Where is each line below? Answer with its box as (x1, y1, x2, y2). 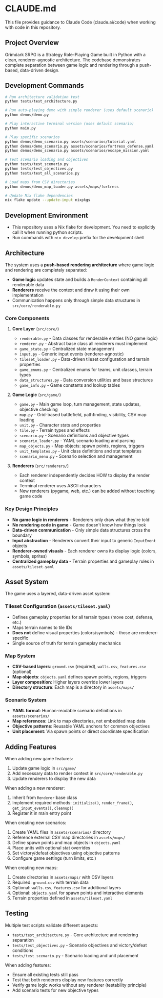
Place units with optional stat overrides (12, 845, 90, 851)
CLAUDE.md (5, 3, 57, 14)
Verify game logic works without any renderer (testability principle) (12, 982, 147, 988)
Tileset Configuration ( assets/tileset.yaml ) (5, 603, 111, 610)
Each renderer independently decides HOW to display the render (19, 473, 150, 478)
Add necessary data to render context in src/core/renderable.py (12, 771, 143, 776)
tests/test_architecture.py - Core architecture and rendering (12, 932, 138, 938)
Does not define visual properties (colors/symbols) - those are (12, 629, 138, 635)
